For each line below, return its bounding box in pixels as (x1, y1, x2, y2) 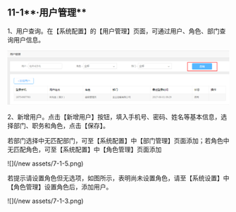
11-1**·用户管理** (7, 6, 87, 19)
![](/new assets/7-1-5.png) (7, 159, 84, 168)
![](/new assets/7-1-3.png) (7, 197, 84, 206)
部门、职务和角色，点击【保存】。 (13, 122, 109, 130)
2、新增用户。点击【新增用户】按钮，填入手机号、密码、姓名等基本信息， (7, 113, 221, 121)
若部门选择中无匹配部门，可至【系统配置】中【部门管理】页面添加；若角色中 (7, 137, 230, 145)
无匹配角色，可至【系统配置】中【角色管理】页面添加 (7, 145, 162, 154)
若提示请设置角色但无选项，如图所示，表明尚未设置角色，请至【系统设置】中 (7, 174, 230, 182)
